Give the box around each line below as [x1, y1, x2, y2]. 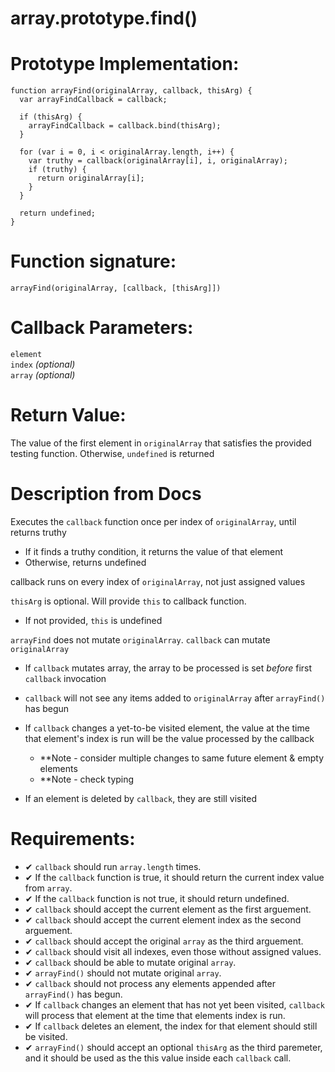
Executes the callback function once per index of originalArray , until [10, 515, 297, 527]
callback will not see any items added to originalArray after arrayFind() [24, 692, 326, 704]
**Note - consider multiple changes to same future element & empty [39, 752, 325, 764]
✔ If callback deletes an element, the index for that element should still [24, 1020, 318, 1032]
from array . [24, 882, 73, 894]
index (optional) [10, 358, 76, 370]
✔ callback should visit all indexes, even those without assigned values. [24, 945, 322, 957]
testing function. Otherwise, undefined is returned [10, 447, 215, 459]
